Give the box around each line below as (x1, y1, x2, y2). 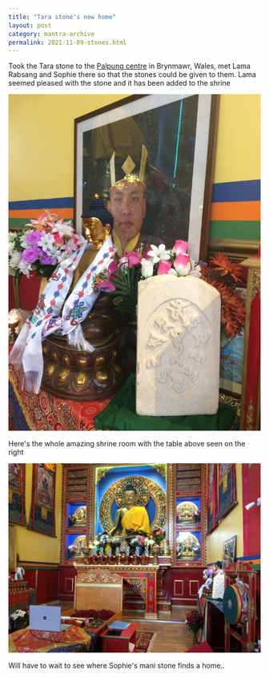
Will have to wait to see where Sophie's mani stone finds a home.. (8, 661, 226, 671)
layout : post (8, 21, 52, 30)
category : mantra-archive (8, 30, 94, 38)
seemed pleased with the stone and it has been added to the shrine (8, 79, 231, 88)
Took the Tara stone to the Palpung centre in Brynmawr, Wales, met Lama (8, 61, 251, 71)
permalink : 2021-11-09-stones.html (8, 38, 127, 46)
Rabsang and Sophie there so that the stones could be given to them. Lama (8, 70, 256, 79)
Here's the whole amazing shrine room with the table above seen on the (8, 439, 246, 449)
